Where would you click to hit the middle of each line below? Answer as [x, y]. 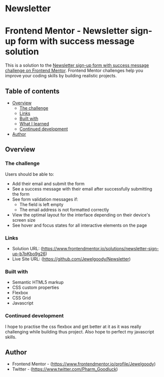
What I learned [34, 123]
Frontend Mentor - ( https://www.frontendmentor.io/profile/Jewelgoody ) [84, 364]
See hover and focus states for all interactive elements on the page [80, 225]
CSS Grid [21, 298]
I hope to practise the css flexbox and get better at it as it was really [73, 327]
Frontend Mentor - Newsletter [67, 31]
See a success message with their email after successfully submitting [82, 188]
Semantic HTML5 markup [38, 283]
